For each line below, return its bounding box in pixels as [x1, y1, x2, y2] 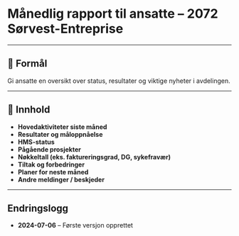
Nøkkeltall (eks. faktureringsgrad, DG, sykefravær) [17, 152, 171, 161]
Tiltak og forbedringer [17, 160, 85, 169]
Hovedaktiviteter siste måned [17, 123, 107, 131]
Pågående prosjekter [17, 145, 82, 154]
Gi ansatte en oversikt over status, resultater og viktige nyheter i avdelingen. [7, 77, 230, 85]
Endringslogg [7, 202, 69, 214]
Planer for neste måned [17, 167, 89, 176]
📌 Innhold [7, 103, 51, 116]
